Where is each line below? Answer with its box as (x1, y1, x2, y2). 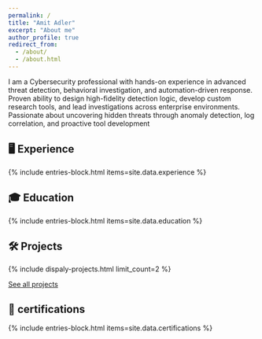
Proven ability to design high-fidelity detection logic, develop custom (8, 94, 232, 103)
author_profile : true (8, 33, 79, 42)
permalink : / (8, 11, 51, 20)
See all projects (8, 280, 59, 289)
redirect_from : (8, 41, 58, 49)
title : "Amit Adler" (8, 19, 76, 27)
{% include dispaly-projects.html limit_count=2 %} (8, 264, 172, 274)
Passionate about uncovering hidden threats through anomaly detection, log (8, 110, 255, 120)
